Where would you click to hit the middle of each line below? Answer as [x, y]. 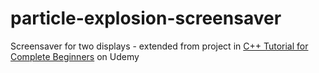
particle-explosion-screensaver [146, 18]
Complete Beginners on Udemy [75, 56]
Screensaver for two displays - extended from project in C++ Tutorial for [159, 46]
